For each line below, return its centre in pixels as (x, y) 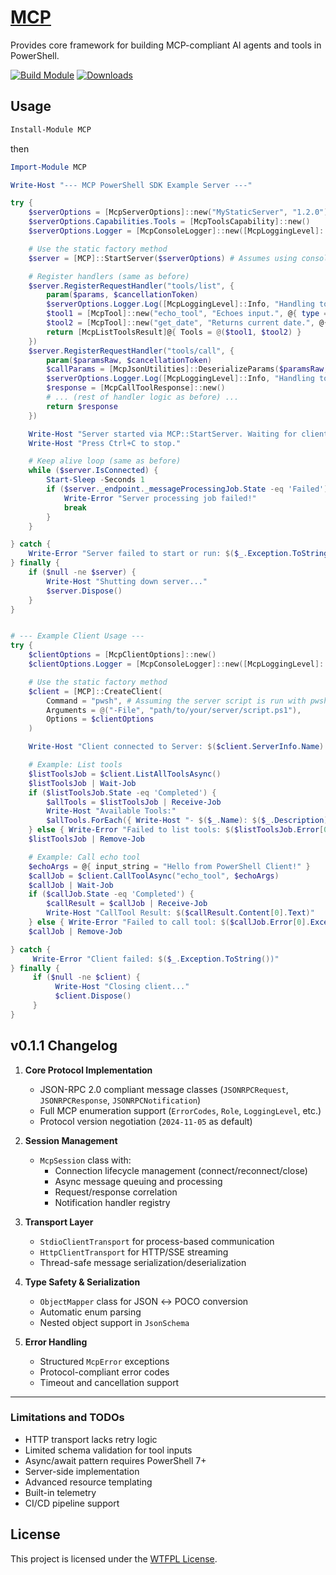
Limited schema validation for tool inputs (108, 1450)
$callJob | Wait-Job (71, 885)
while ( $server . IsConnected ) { (93, 471)
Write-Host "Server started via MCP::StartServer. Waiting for (163, 434)
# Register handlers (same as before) (109, 276)
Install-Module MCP (51, 129)
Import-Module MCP (48, 167)
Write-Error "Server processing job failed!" (160, 498)
